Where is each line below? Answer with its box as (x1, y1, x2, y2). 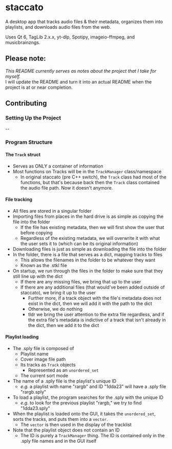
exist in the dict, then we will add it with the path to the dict (28, 300, 153, 307)
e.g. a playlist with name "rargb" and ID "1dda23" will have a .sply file (20, 383, 166, 390)
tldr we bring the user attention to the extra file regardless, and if (28, 311, 165, 317)
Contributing (5, 99, 47, 108)
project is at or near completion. (5, 84, 73, 90)
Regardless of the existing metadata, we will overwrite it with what (20, 235, 160, 241)
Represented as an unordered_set (28, 367, 99, 373)
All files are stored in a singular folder (12, 208, 92, 214)
